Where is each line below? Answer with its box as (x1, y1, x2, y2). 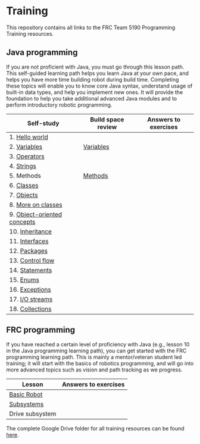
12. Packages (9, 246, 48, 255)
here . (6, 431, 19, 438)
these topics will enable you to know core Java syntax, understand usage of (6, 82, 193, 89)
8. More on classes (9, 201, 62, 209)
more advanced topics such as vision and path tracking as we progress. (6, 366, 183, 373)
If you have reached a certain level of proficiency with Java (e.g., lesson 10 (6, 340, 190, 348)
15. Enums (9, 276, 40, 284)
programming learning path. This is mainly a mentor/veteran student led (6, 353, 182, 361)
